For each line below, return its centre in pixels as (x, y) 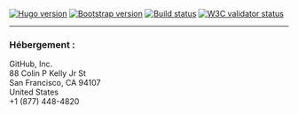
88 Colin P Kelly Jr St (48, 73)
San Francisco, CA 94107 (55, 83)
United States (34, 92)
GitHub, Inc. (31, 64)
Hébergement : (42, 44)
